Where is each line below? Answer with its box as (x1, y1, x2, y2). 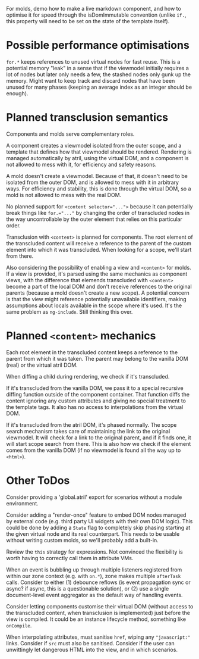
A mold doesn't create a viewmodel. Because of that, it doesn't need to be (6, 172, 188, 179)
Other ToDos (6, 474, 70, 487)
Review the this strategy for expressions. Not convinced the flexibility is (6, 548, 183, 555)
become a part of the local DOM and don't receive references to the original (6, 283, 192, 290)
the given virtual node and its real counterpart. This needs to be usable (6, 530, 180, 538)
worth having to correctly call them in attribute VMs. (6, 554, 134, 561)
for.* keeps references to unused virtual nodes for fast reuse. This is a (6, 58, 181, 65)
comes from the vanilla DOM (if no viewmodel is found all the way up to (6, 446, 181, 454)
